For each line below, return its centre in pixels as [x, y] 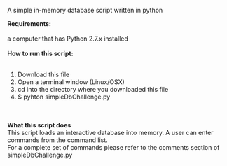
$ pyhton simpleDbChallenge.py [64, 97]
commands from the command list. [58, 140]
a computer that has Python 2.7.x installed [68, 39]
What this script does [39, 125]
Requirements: [29, 23]
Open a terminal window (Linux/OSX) [71, 82]
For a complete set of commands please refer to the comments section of [113, 147]
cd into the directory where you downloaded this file [93, 89]
